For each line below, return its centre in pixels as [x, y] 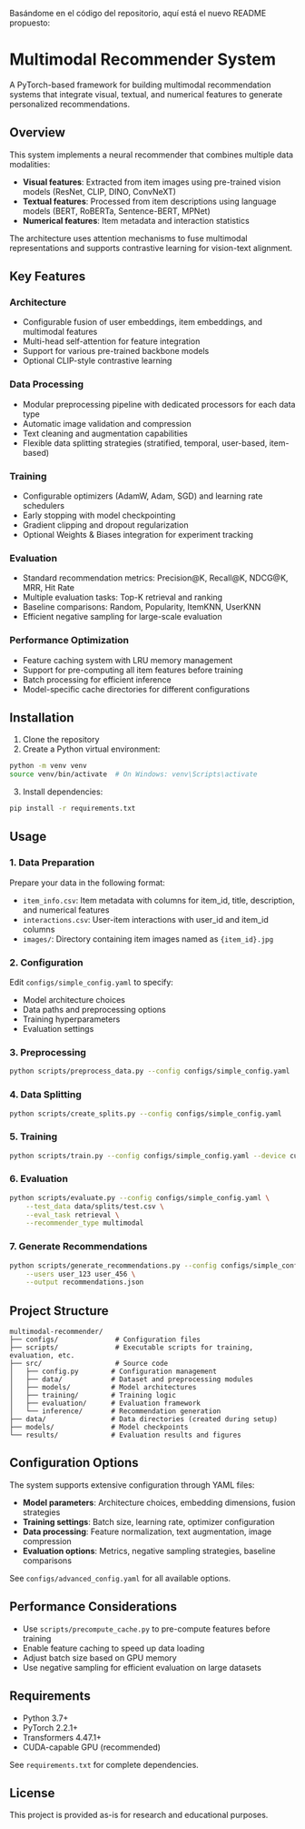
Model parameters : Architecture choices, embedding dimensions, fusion [159, 1502]
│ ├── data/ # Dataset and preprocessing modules [132, 1379]
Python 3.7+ [45, 1718]
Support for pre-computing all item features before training [133, 670]
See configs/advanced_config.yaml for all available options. [120, 1578]
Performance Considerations [93, 1607]
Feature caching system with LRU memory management [128, 660]
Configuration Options [74, 1463]
